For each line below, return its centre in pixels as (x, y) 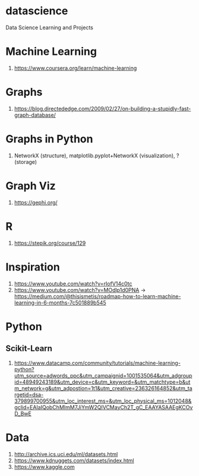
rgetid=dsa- (29, 394)
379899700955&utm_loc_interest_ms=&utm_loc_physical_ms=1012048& (103, 401)
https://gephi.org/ (36, 202)
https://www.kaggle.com (44, 466)
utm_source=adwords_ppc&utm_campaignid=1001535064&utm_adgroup (103, 375)
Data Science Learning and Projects (49, 27)
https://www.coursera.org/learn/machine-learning (75, 68)
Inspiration (33, 267)
